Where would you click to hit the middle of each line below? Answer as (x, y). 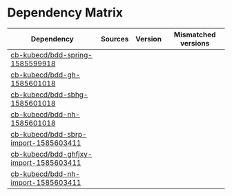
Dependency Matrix (65, 13)
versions (195, 43)
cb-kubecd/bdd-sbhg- (49, 95)
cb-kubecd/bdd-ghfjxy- (51, 154)
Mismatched (195, 35)
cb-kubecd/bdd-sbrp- (49, 134)
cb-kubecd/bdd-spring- (52, 55)
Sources (115, 39)
